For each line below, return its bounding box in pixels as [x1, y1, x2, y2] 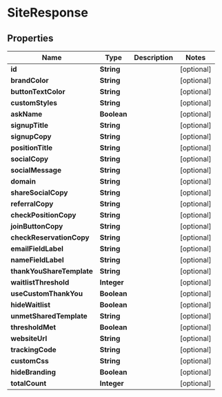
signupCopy [10, 132, 52, 141]
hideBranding [10, 367, 57, 377]
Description [134, 53, 174, 62]
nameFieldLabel [10, 255, 64, 264]
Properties [7, 32, 54, 44]
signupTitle [10, 121, 48, 130]
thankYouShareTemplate [10, 267, 93, 275]
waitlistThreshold [10, 278, 70, 287]
